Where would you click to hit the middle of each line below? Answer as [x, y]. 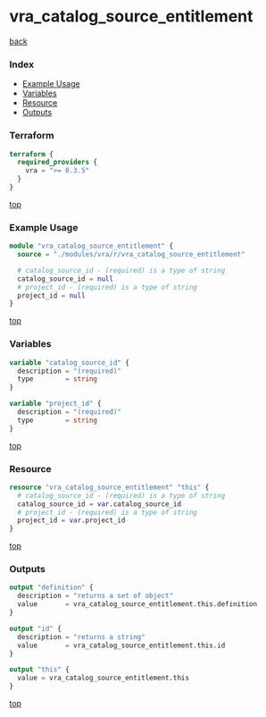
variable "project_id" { [55, 404]
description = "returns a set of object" [96, 596]
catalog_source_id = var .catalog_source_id [99, 504]
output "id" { [36, 628]
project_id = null [52, 295]
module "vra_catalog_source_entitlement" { [91, 246]
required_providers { [58, 163]
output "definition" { [51, 587]
